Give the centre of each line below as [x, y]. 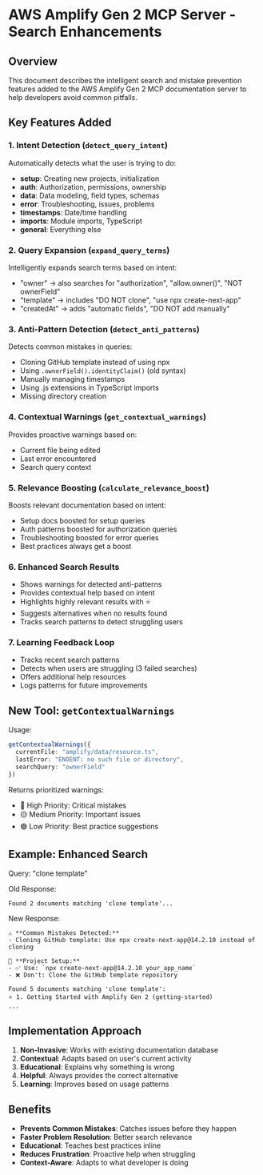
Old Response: [32, 889]
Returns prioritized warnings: [56, 789]
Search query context [56, 467]
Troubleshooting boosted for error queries [89, 537]
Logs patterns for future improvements [84, 685]
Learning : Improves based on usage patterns [94, 1084]
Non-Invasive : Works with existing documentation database [119, 1050]
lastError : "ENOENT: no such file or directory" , [100, 760]
